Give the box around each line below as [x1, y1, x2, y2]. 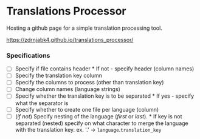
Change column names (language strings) [15, 86, 120, 93]
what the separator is [15, 99, 69, 107]
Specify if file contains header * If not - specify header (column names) [15, 65, 195, 72]
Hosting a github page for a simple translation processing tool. [6, 24, 162, 32]
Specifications [6, 51, 50, 59]
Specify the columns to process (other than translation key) [15, 79, 164, 86]
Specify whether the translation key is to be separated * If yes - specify [15, 92, 195, 100]
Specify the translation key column [15, 72, 102, 80]
